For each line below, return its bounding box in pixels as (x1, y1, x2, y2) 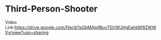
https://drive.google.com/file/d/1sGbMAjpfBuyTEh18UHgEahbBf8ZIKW (14, 24, 157, 30)
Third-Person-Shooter (5, 3, 98, 14)
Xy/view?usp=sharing (5, 29, 49, 35)
